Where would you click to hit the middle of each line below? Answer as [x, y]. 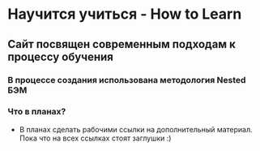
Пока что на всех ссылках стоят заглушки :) [95, 138]
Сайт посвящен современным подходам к [121, 44]
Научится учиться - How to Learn [125, 14]
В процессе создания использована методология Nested [127, 80]
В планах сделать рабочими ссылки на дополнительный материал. [136, 129]
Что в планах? [37, 112]
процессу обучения [61, 56]
